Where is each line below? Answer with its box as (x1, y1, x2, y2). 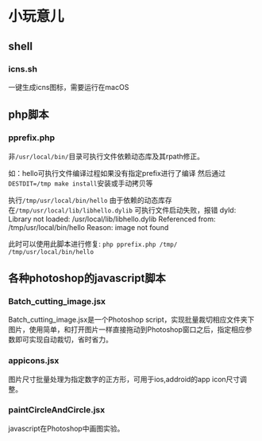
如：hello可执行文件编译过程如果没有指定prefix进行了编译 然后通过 (8, 168, 226, 178)
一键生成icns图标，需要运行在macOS (8, 82, 129, 92)
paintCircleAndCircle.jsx (8, 404, 106, 416)
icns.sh (8, 63, 38, 74)
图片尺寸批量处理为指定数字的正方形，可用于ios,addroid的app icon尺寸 (8, 374, 241, 384)
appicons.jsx (8, 355, 60, 366)
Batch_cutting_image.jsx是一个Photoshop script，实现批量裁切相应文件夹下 (8, 315, 255, 325)
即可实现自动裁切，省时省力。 (14, 335, 113, 345)
